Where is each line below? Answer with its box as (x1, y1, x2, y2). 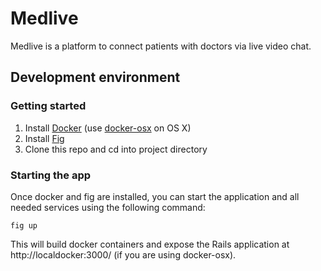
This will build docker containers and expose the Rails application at (10, 238, 290, 250)
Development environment (10, 69, 181, 86)
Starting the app (10, 168, 92, 182)
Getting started (10, 99, 87, 113)
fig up (10, 220, 38, 231)
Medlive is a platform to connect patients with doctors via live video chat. (10, 40, 312, 52)
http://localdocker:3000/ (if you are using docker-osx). (10, 248, 237, 261)
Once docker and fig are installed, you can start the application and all (10, 190, 300, 202)
